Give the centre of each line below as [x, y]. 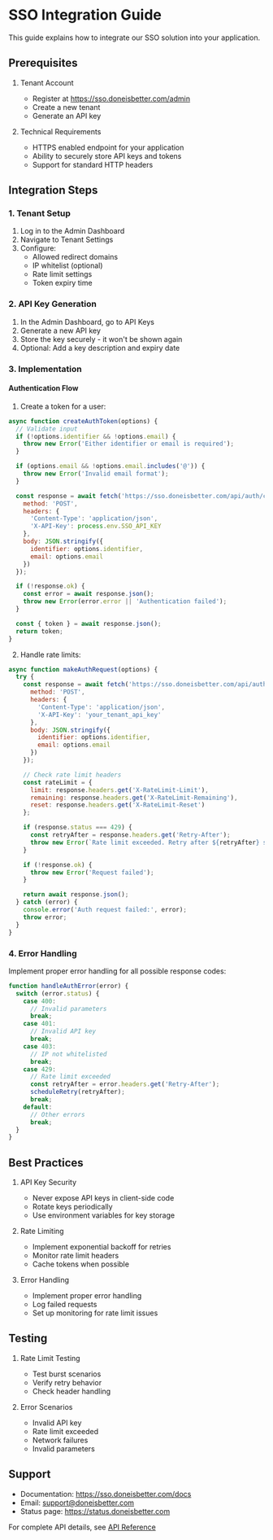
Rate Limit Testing [50, 1358]
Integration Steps [53, 190]
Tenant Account [47, 82]
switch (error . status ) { [58, 993]
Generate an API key [67, 116]
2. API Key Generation [53, 304]
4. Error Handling [43, 953]
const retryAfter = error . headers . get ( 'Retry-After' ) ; [125, 1084]
